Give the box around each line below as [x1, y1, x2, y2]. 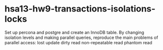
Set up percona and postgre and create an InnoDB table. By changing [4, 29, 144, 35]
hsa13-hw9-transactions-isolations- [4, 3, 156, 14]
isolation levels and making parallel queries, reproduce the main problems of [4, 35, 158, 40]
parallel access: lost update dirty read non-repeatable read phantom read [4, 39, 152, 45]
